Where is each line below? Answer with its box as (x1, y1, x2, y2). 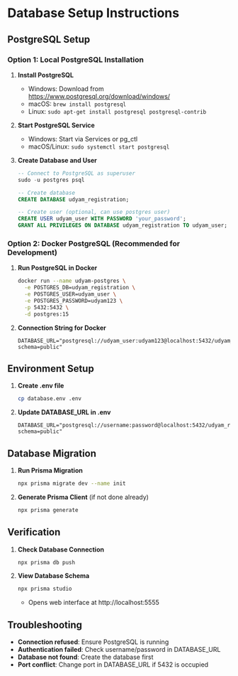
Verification (7, 526, 61, 538)
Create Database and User (17, 156, 98, 164)
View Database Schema (17, 572, 90, 580)
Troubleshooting (7, 618, 83, 631)
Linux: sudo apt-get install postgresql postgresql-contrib (28, 107, 207, 115)
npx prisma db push (17, 559, 76, 566)
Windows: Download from (28, 84, 104, 93)
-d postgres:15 (24, 311, 69, 318)
